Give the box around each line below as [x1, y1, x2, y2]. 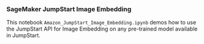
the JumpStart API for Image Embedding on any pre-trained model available [6, 25, 198, 32]
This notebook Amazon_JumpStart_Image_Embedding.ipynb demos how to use [6, 19, 197, 26]
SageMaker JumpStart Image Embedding [6, 5, 132, 13]
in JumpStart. [6, 32, 41, 39]
